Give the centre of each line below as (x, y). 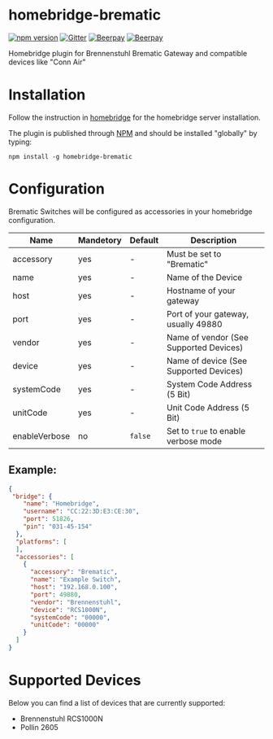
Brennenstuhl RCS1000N (61, 719)
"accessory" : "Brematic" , (74, 572)
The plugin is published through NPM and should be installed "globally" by (133, 133)
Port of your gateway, (208, 313)
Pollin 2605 (39, 727)
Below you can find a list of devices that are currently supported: (117, 702)
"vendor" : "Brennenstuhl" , (76, 602)
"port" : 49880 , (56, 595)
